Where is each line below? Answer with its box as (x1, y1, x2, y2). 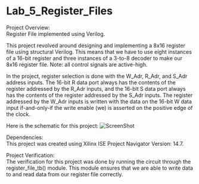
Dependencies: (6, 133, 43, 141)
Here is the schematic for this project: (6, 122, 99, 129)
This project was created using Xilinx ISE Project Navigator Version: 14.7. (6, 140, 184, 147)
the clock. (6, 111, 31, 118)
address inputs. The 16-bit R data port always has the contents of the (6, 79, 176, 86)
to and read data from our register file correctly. (6, 170, 123, 177)
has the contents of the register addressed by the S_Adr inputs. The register (6, 91, 193, 99)
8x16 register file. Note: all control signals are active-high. (6, 61, 148, 68)
